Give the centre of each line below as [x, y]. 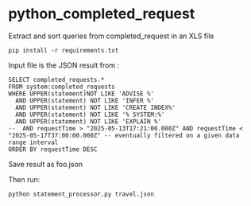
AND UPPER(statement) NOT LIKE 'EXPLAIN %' [88, 121]
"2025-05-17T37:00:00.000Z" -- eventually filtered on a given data [124, 135]
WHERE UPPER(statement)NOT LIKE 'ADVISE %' [81, 93]
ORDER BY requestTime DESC [53, 149]
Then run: [24, 179]
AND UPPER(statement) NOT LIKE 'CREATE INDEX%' [96, 107]
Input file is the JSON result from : [64, 65]
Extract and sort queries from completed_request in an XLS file [111, 36]
